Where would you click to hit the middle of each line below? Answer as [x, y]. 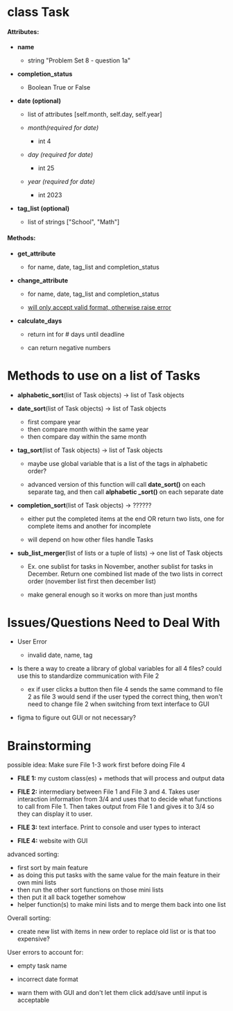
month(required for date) [63, 128]
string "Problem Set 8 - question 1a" [79, 60]
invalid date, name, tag [60, 655]
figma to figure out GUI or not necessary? [77, 718]
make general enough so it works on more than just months [112, 594]
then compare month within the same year [88, 429]
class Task [38, 12]
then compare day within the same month [87, 436]
